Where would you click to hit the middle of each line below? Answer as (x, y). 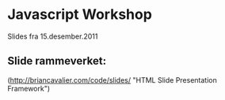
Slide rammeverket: (57, 61)
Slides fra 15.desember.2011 (53, 36)
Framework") (29, 88)
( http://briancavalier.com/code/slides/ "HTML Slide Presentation (112, 80)
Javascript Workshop (80, 15)
